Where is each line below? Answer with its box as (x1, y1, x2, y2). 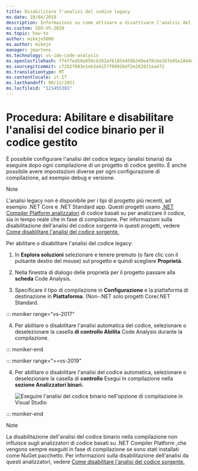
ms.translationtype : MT (6, 69, 65, 75)
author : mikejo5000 (6, 36, 54, 42)
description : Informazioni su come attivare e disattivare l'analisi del (6, 19, 192, 25)
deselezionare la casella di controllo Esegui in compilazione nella (14, 375, 173, 382)
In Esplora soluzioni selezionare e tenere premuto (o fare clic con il (14, 251, 179, 258)
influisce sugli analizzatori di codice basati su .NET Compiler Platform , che (6, 439, 187, 446)
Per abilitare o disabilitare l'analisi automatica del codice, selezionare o (14, 322, 187, 329)
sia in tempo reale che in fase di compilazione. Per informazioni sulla (6, 216, 173, 223)
